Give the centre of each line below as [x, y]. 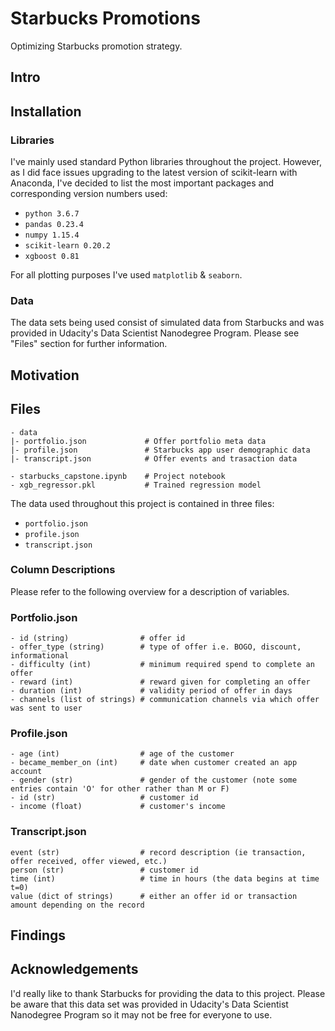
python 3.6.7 [52, 214]
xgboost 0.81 [52, 257]
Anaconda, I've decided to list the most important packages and [142, 183]
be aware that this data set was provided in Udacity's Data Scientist [149, 1004]
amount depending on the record [77, 905]
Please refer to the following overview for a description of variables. [150, 591]
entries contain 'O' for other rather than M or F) [120, 789]
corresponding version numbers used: [89, 194]
